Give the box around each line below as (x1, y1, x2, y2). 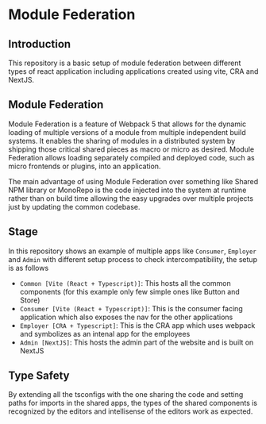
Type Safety (8, 369, 70, 383)
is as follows (8, 263, 49, 272)
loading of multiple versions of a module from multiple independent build (8, 127, 246, 137)
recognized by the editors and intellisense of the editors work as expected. (8, 407, 253, 416)
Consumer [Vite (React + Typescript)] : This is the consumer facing (19, 303, 244, 313)
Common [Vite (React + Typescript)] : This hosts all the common (19, 278, 232, 287)
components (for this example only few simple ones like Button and (19, 287, 240, 296)
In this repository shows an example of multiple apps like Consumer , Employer (8, 246, 256, 256)
